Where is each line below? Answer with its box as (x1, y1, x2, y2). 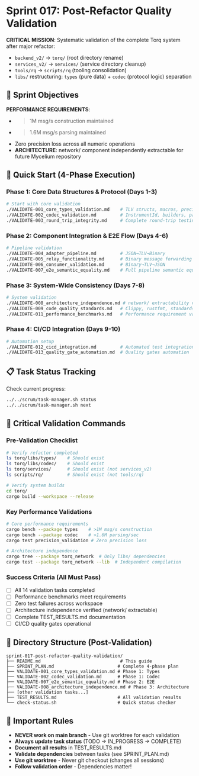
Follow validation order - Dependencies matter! (14, 763, 132, 770)
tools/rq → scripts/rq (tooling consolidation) (14, 66, 127, 73)
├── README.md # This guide (6, 658, 152, 664)
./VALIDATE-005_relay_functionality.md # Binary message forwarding (6, 256, 192, 262)
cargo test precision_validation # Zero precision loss (6, 537, 147, 543)
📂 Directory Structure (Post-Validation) (6, 637, 152, 648)
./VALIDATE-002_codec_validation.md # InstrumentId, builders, (6, 212, 187, 218)
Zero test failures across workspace (14, 600, 102, 607)
